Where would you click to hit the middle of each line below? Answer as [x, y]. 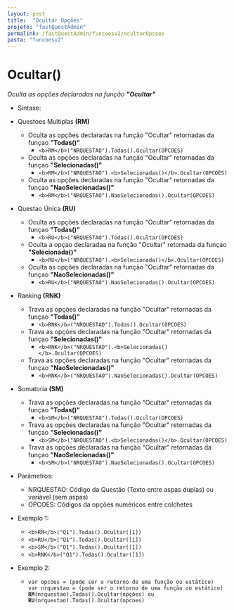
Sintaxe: [29, 108]
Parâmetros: [35, 476]
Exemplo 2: [34, 568]
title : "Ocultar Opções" [45, 20]
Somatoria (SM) [40, 389]
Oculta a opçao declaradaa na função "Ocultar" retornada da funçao [127, 245]
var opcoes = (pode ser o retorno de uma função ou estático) [121, 582]
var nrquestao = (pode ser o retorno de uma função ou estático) [125, 588]
